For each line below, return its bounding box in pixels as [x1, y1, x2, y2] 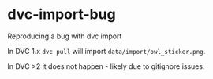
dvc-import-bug [7, 5, 116, 23]
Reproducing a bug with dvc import [7, 31, 122, 41]
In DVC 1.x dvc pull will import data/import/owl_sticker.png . [7, 46, 206, 56]
